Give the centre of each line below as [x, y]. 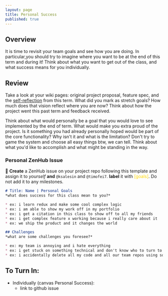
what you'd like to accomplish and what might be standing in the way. [77, 147]
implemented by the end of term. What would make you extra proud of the [82, 126]
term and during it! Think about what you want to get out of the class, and [81, 62]
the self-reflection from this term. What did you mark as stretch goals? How [83, 100]
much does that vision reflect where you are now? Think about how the [78, 106]
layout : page [19, 10]
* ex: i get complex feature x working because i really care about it [81, 218]
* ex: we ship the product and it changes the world [61, 223]
